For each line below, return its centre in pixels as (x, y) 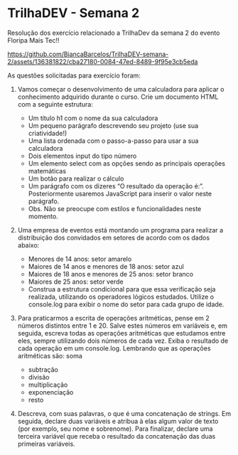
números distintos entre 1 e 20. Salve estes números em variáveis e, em (122, 326)
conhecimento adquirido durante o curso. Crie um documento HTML (118, 97)
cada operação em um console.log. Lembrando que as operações (114, 348)
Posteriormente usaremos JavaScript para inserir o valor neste (120, 193)
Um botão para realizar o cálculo (76, 178)
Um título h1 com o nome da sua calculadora (93, 118)
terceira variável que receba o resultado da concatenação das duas (117, 436)
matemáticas (47, 171)
